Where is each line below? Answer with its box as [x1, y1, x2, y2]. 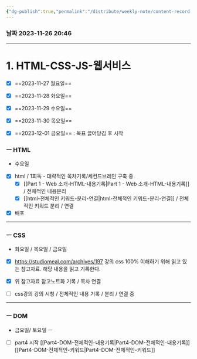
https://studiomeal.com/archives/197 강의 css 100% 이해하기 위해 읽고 [14, 258, 181, 265]
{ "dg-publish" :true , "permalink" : [6, 8, 88, 15]
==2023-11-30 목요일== [14, 117, 72, 124]
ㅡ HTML [6, 146, 31, 154]
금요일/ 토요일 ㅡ [14, 326, 53, 333]
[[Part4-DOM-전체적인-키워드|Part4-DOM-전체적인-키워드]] [14, 346, 155, 353]
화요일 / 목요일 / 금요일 [14, 246, 67, 253]
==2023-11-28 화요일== [14, 92, 72, 99]
